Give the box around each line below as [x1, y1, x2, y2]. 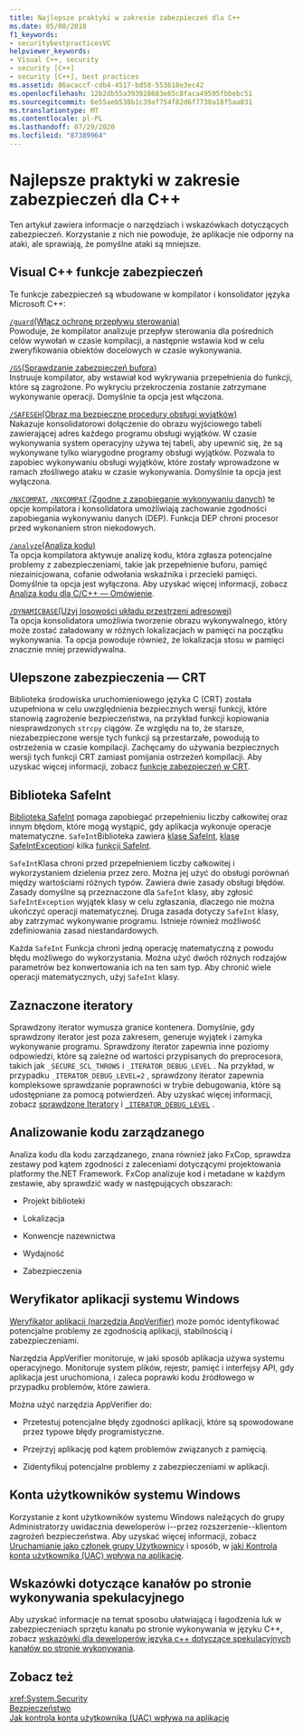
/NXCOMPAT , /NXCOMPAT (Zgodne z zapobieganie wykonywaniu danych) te [9, 493, 276, 504]
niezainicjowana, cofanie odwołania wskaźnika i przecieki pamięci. [9, 568, 258, 579]
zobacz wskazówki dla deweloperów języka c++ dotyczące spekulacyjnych [9, 1633, 291, 1644]
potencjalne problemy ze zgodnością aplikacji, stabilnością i [9, 1325, 233, 1336]
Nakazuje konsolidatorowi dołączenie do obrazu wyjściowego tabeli [9, 418, 262, 429]
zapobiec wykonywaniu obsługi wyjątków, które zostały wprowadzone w [9, 456, 280, 467]
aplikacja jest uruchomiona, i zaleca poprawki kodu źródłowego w [9, 1372, 255, 1383]
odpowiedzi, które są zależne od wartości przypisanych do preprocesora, [9, 1051, 283, 1061]
